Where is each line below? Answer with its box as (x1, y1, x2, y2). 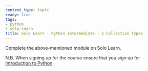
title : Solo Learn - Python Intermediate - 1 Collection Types (5, 31, 143, 36)
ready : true (5, 12, 31, 17)
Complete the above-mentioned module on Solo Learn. (5, 45, 121, 51)
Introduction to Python (5, 60, 53, 66)
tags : (5, 17, 17, 22)
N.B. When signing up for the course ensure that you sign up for (5, 55, 141, 61)
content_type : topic (5, 7, 50, 13)
